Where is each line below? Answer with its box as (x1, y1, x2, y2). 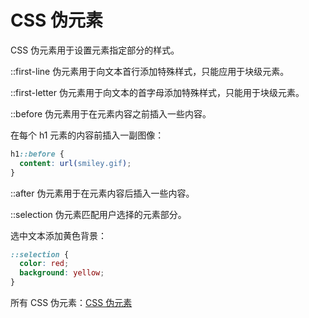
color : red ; (19, 259, 70, 269)
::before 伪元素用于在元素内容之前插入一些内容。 (10, 107, 212, 120)
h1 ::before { (10, 149, 65, 159)
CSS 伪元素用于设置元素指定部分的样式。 (10, 44, 180, 56)
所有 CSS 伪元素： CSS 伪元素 (10, 297, 133, 309)
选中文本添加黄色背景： (10, 229, 107, 241)
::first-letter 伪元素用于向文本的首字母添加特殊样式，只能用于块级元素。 (10, 86, 305, 98)
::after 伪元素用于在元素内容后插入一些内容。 (10, 187, 195, 199)
